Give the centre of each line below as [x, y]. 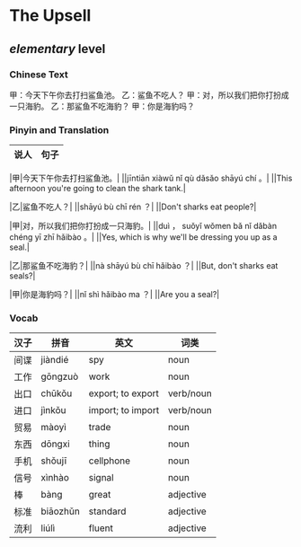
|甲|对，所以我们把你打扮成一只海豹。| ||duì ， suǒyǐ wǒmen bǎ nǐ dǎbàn [143, 226]
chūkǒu [57, 393]
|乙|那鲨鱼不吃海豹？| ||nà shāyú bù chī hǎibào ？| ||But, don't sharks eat [144, 266]
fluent [101, 528]
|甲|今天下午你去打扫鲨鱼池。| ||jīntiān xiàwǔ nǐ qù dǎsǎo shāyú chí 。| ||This [151, 178]
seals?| [22, 276]
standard [107, 511]
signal [101, 478]
